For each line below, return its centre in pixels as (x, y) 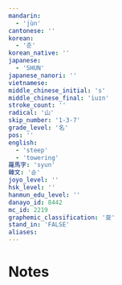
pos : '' (21, 135)
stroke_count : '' (37, 105)
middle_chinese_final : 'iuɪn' (59, 98)
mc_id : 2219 (28, 210)
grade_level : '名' (39, 128)
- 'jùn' (28, 23)
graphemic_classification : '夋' (62, 218)
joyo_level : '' (34, 180)
